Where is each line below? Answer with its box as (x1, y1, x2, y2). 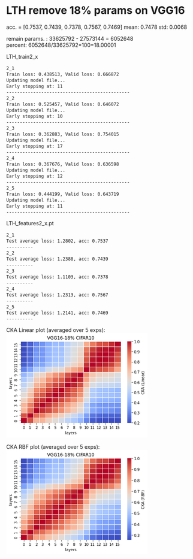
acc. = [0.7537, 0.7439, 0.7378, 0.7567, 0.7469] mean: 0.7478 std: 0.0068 (6, 23, 188, 31)
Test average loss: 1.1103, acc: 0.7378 (6, 274, 109, 280)
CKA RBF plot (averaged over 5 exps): (6, 443, 100, 450)
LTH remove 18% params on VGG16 (6, 4, 185, 17)
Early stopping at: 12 (6, 173, 63, 179)
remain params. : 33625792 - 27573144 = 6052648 (6, 35, 134, 42)
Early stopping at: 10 (6, 113, 63, 119)
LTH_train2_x (6, 53, 38, 60)
